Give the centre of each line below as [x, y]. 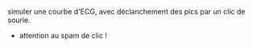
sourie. [19, 20]
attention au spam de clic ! [63, 36]
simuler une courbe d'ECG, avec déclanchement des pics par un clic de [126, 12]
